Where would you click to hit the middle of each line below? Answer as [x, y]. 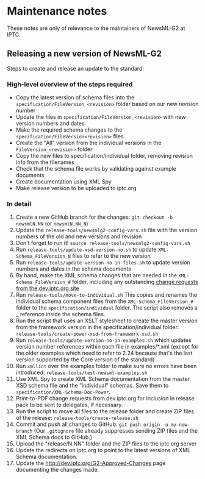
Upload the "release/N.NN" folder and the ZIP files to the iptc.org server [106, 444]
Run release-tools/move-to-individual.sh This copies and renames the [106, 295]
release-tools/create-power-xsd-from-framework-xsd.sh [87, 334]
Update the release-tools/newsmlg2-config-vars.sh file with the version [106, 230]
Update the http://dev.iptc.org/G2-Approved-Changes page [91, 463]
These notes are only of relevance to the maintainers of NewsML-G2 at [96, 28]
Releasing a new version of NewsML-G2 [85, 54]
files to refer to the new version [111, 256]
